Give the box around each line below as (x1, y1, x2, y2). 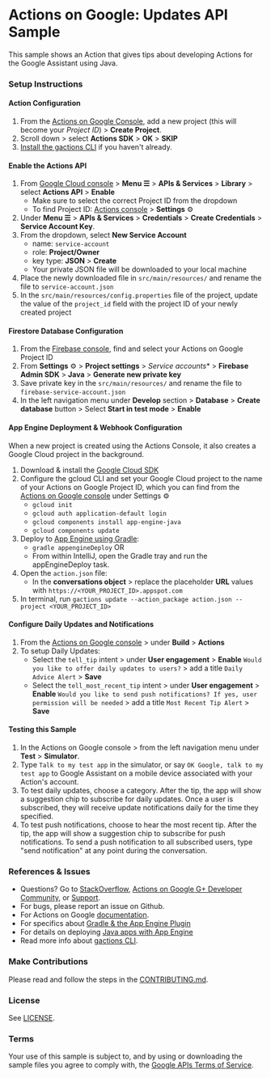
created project (19, 307, 72, 317)
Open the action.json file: (19, 568, 108, 577)
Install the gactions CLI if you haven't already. (19, 142, 172, 152)
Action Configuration (8, 99, 81, 108)
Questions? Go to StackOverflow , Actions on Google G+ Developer (19, 884, 243, 894)
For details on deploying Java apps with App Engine (19, 928, 194, 937)
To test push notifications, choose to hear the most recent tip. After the (19, 820, 257, 830)
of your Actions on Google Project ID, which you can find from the (19, 482, 240, 492)
